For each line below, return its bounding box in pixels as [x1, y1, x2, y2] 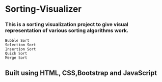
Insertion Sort [5, 47, 36, 52]
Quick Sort [5, 51, 27, 56]
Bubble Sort [5, 38, 29, 43]
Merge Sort [5, 55, 27, 60]
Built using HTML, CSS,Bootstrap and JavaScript [5, 69, 157, 77]
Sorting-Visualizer [5, 3, 82, 15]
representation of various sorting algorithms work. [5, 27, 129, 34]
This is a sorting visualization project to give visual [5, 21, 129, 28]
